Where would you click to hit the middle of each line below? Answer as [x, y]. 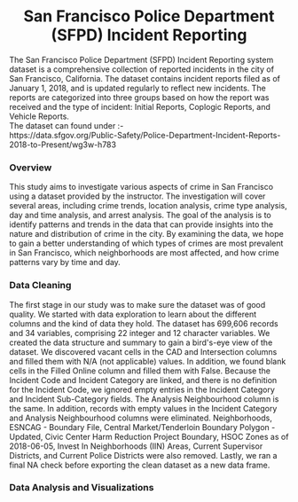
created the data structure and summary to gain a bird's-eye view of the [141, 342]
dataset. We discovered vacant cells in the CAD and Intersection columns [143, 351]
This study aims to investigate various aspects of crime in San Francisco [141, 187]
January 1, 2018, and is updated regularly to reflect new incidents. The [137, 88]
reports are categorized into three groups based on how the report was [139, 97]
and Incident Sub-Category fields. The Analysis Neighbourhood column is [144, 399]
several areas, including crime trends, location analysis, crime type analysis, [149, 206]
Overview [31, 168]
